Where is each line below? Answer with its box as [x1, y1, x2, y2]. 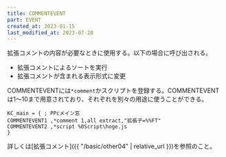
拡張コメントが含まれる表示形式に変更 [16, 72, 126, 80]
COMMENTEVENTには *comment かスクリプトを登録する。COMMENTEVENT [7, 86, 220, 95]
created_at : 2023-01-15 [7, 23, 76, 29]
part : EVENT [7, 16, 41, 23]
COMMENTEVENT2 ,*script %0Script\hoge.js [7, 123, 128, 130]
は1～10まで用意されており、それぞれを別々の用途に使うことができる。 [7, 95, 208, 104]
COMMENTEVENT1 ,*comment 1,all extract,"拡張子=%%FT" [7, 117, 161, 124]
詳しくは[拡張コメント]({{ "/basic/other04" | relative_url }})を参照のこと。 [7, 142, 216, 151]
